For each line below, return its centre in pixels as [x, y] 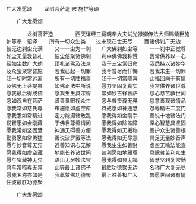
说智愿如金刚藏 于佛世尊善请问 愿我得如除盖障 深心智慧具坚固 [96, 123]
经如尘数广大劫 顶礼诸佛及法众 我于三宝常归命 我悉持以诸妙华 [96, 63]
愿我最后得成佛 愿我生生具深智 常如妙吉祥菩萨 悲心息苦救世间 [96, 93]
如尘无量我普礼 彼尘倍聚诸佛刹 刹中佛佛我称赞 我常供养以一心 [96, 56]
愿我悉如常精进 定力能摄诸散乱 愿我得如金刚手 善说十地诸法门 [96, 115]
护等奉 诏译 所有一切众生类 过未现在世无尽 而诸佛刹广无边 [94, 41]
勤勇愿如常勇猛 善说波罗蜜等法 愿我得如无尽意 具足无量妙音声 [96, 138]
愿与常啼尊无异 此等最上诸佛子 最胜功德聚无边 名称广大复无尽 [96, 167]
